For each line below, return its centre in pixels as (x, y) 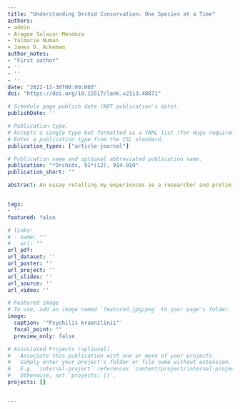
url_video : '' (29, 290)
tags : (15, 204)
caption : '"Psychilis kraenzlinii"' (68, 323)
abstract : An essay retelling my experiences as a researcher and (108, 185)
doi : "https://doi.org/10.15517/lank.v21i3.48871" (84, 94)
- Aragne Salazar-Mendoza (46, 34)
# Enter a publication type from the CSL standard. (86, 139)
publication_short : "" (41, 172)
